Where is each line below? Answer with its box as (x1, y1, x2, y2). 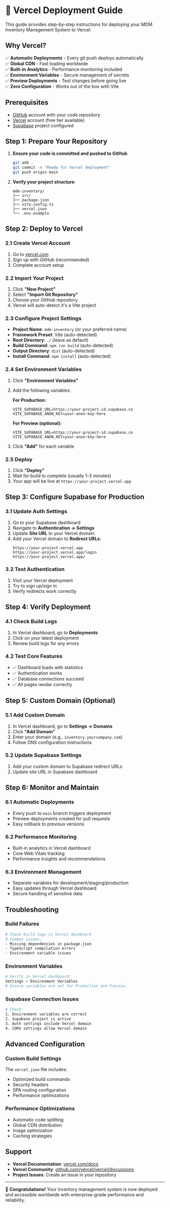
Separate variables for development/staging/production (12, 880, 129, 886)
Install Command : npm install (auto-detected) (12, 353, 111, 359)
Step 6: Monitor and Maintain (5, 783, 99, 792)
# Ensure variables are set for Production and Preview (5, 984, 125, 989)
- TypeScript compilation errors (5, 946, 76, 951)
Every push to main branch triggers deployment (12, 810, 111, 816)
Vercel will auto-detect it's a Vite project (12, 302, 97, 308)
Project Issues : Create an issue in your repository (12, 1172, 116, 1178)
